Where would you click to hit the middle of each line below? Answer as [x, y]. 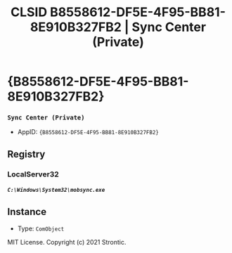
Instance [27, 212]
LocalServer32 [33, 174]
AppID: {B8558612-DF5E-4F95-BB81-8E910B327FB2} [88, 132]
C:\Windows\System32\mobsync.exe [56, 190]
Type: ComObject [41, 228]
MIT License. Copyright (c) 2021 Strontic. [67, 242]
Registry [26, 154]
